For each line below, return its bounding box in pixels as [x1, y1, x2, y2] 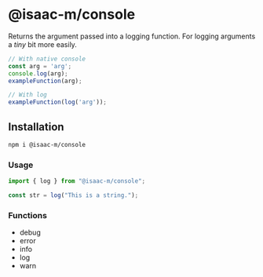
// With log [8, 91, 47, 99]
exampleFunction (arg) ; [8, 77, 82, 85]
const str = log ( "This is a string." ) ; [8, 191, 139, 199]
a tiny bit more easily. [8, 39, 77, 49]
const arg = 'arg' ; [8, 62, 72, 70]
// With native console [8, 55, 86, 63]
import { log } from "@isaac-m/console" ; [8, 177, 146, 185]
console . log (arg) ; [8, 69, 68, 78]
